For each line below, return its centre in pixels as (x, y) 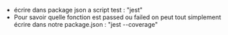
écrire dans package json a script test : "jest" (78, 10)
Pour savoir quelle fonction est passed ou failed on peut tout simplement (117, 17)
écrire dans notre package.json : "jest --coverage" (86, 24)
